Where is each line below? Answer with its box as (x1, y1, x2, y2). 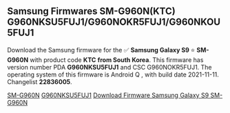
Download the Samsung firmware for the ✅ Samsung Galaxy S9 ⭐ (7, 45, 196, 54)
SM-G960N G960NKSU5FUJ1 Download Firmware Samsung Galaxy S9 (7, 91, 209, 99)
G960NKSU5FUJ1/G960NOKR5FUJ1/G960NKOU (7, 17, 220, 28)
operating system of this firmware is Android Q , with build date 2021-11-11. (7, 70, 219, 79)
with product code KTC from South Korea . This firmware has (30, 55, 204, 64)
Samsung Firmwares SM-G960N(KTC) (7, 6, 176, 17)
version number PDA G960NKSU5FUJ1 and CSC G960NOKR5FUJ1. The (7, 63, 212, 71)
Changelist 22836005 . (7, 77, 72, 85)
